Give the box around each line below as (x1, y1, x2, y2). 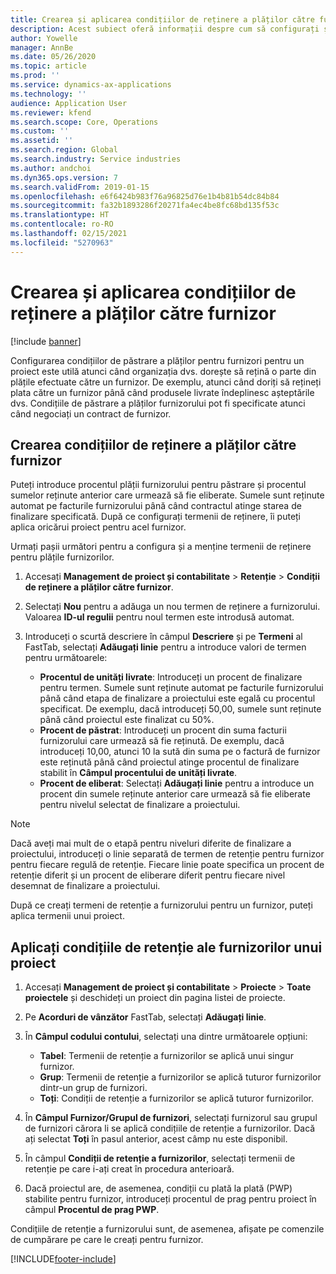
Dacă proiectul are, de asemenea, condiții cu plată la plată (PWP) (24, 1182, 293, 1195)
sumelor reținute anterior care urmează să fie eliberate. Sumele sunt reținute (10, 489, 325, 501)
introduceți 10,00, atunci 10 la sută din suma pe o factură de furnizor (39, 746, 321, 758)
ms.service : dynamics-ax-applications (10, 80, 172, 90)
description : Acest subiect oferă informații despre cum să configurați (10, 24, 320, 34)
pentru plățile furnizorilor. (10, 551, 115, 563)
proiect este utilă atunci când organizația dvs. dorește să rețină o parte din (10, 365, 317, 377)
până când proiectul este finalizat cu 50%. (39, 714, 215, 726)
